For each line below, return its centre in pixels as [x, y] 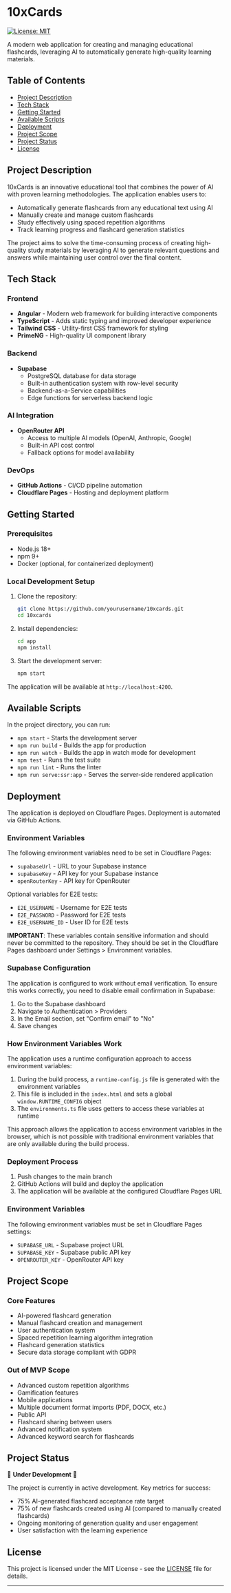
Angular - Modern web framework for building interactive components [117, 313]
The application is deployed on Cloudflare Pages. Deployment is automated [114, 813]
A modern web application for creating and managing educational [100, 44]
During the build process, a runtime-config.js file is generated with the [118, 1079]
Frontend [23, 298]
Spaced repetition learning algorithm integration [85, 1337]
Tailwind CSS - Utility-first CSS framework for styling [92, 329]
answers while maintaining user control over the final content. [95, 257]
